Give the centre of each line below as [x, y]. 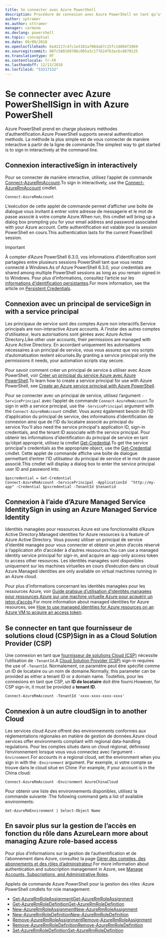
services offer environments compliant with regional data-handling [73, 741]
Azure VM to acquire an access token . [44, 612]
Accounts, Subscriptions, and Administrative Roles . [57, 874]
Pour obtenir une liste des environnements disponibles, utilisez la [71, 791]
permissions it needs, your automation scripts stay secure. [65, 360]
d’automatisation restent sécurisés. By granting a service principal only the [81, 355]
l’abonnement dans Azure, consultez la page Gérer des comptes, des [75, 858]
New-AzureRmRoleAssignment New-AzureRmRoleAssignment [75, 909]
